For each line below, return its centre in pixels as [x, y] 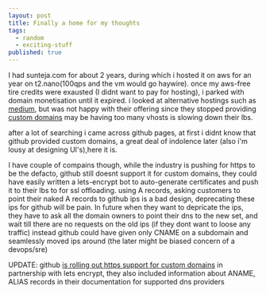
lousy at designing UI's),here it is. [63, 149]
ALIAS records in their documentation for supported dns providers [116, 282]
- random [30, 38]
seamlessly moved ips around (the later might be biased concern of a [122, 241]
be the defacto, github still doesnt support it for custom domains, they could [133, 173]
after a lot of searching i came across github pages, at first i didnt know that [132, 133]
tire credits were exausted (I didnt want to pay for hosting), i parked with [126, 92]
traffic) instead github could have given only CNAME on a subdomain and [128, 232]
